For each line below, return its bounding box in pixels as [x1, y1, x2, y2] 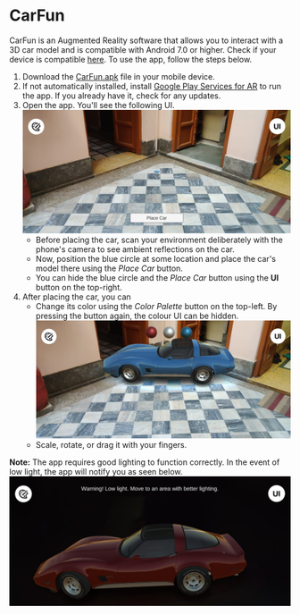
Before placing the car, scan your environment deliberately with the [35, 234, 283, 246]
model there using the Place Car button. [35, 263, 183, 274]
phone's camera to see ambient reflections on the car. [35, 244, 235, 255]
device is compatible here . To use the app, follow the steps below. [9, 54, 253, 64]
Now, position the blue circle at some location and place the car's [35, 254, 277, 265]
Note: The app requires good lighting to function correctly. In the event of [9, 457, 280, 468]
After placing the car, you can [21, 291, 131, 302]
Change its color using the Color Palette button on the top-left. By [35, 301, 278, 312]
